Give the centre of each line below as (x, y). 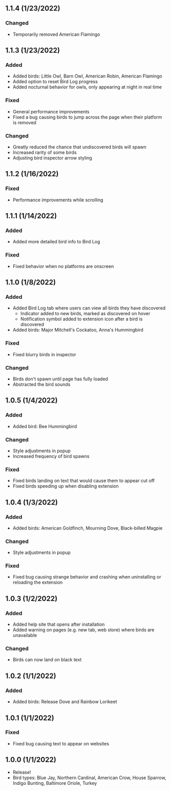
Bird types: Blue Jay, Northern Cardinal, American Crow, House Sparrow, (89, 778)
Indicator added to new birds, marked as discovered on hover (85, 314)
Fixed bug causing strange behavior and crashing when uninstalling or (87, 577)
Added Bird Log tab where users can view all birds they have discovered (89, 308)
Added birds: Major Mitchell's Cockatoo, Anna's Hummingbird (78, 330)
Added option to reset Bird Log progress (55, 82)
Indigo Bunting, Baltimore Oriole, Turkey (55, 783)
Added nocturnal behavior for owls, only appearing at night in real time (87, 87)
